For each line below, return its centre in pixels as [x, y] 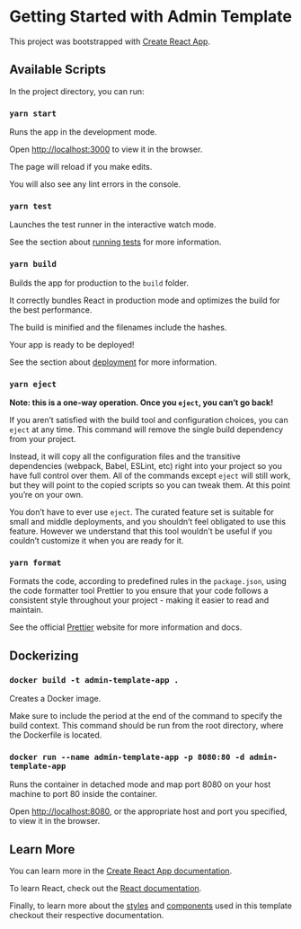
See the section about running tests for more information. [115, 242]
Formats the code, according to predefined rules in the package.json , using [148, 581]
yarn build [33, 264]
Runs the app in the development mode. [83, 132]
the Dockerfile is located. [56, 735]
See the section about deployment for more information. [113, 362]
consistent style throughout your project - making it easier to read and [139, 600]
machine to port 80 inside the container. [83, 794]
